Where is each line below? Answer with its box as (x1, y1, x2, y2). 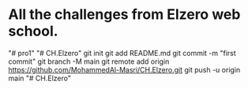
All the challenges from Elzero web (8, 6, 241, 24)
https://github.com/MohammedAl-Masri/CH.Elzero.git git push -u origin (8, 65, 241, 74)
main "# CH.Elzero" (8, 73, 71, 83)
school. (8, 22, 58, 40)
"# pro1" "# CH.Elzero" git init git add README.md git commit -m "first (8, 48, 237, 57)
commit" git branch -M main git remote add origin (8, 57, 170, 66)
